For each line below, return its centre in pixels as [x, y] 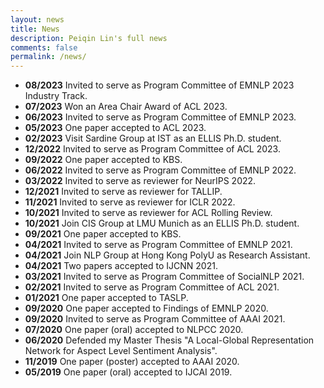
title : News [35, 29]
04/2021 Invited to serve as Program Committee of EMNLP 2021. [158, 245]
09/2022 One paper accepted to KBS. [103, 160]
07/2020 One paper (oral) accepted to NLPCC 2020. [134, 330]
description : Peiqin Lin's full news [89, 38]
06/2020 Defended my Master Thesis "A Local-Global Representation [169, 340]
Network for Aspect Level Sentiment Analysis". [121, 351]
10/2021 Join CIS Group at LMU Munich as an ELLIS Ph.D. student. [162, 223]
